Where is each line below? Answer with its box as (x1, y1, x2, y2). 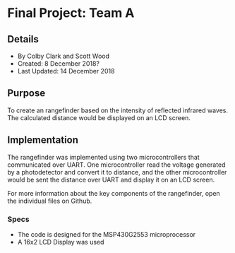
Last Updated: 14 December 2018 (17, 67, 115, 75)
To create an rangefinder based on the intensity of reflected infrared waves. (7, 106, 228, 114)
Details (7, 33, 39, 45)
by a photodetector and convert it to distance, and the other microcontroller (7, 167, 227, 176)
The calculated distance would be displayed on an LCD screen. (7, 113, 191, 122)
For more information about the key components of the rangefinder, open (7, 189, 220, 197)
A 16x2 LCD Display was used (17, 237, 104, 246)
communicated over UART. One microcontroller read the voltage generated (7, 160, 226, 169)
